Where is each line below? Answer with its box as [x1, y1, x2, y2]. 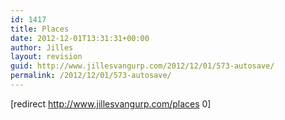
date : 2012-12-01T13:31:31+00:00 [10, 33, 150, 43]
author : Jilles [10, 42, 74, 53]
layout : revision [10, 52, 83, 62]
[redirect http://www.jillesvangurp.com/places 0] [10, 97, 212, 110]
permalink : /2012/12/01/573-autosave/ [10, 71, 172, 81]
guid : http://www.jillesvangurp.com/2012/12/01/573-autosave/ [10, 61, 275, 71]
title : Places [10, 24, 70, 34]
